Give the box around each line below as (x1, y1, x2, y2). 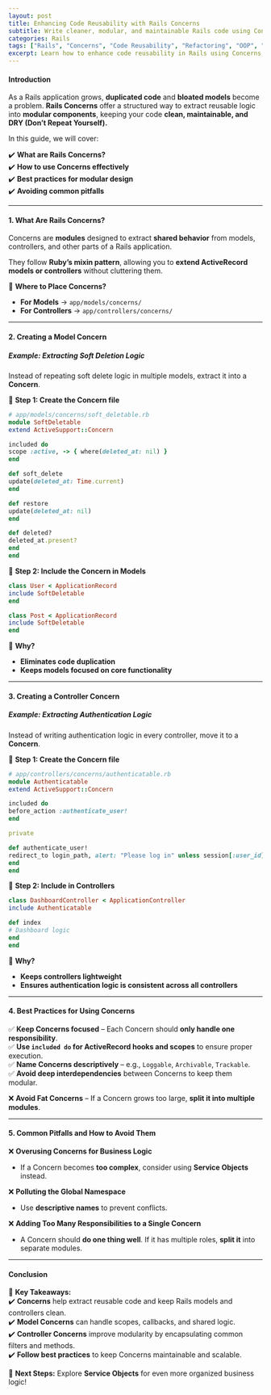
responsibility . (8, 1033, 58, 1043)
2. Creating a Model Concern (8, 332, 107, 342)
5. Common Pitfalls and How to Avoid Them (8, 1128, 156, 1138)
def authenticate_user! (8, 843, 89, 852)
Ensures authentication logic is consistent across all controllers (19, 980, 238, 990)
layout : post (8, 11, 52, 20)
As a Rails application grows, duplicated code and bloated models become (8, 92, 260, 102)
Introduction (8, 74, 51, 84)
